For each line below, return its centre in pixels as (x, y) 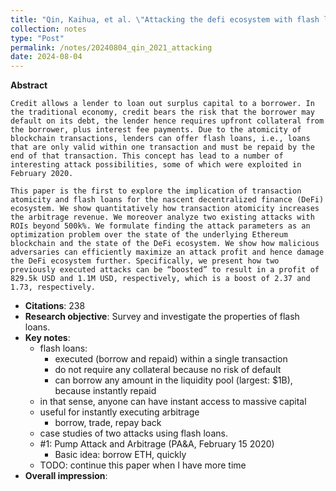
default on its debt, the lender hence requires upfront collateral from (167, 121)
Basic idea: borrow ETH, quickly (120, 455)
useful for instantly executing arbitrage (119, 412)
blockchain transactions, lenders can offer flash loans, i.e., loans (160, 139)
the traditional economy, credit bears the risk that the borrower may (162, 112)
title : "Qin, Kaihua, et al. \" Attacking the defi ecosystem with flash (165, 19)
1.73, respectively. (53, 287)
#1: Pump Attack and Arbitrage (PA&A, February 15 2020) (157, 444)
